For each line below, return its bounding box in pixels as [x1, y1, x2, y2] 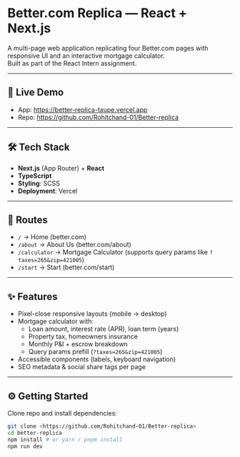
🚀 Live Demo [7, 86, 64, 99]
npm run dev [7, 443, 43, 450]
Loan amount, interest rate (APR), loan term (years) [28, 325, 179, 333]
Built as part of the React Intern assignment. [7, 59, 137, 67]
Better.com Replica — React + [7, 5, 188, 21]
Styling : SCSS [17, 179, 61, 187]
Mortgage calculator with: [17, 317, 94, 326]
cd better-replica [7, 429, 62, 436]
